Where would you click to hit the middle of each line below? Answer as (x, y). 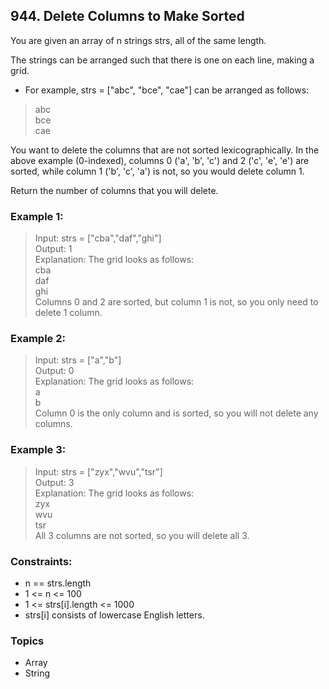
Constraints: (41, 561)
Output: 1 (53, 249)
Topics (27, 641)
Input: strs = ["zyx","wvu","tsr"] (98, 471)
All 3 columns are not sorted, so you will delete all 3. (142, 535)
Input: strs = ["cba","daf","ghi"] (98, 238)
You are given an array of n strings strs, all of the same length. (138, 40)
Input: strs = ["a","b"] (78, 360)
